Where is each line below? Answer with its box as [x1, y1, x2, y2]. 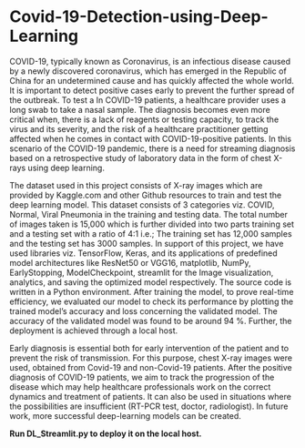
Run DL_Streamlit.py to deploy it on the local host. [9, 428, 202, 439]
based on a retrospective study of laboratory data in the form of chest [9, 152, 271, 163]
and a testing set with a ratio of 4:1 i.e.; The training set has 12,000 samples [9, 228, 293, 239]
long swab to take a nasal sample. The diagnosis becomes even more [9, 104, 270, 115]
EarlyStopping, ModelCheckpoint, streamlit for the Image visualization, [9, 267, 274, 278]
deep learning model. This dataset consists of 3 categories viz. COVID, [9, 199, 275, 210]
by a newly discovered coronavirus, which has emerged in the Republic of [9, 66, 287, 76]
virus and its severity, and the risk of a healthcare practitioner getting [9, 123, 269, 134]
